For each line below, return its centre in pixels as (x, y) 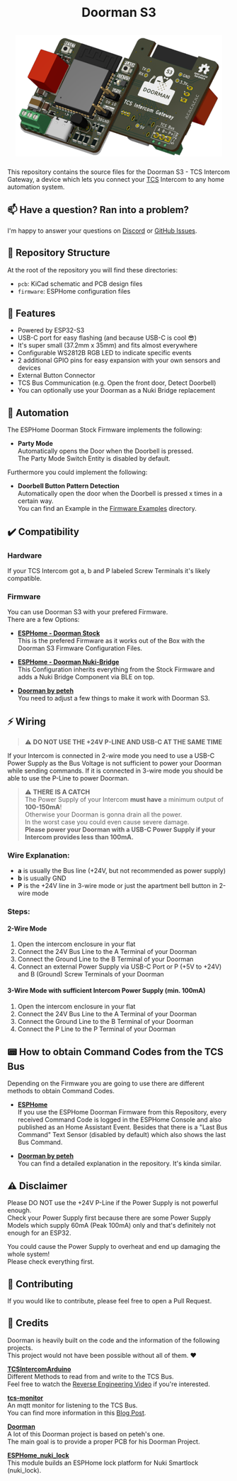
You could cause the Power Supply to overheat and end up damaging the (114, 1247)
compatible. (25, 578)
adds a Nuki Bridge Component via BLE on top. (86, 677)
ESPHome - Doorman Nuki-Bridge (68, 662)
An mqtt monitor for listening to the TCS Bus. (73, 1405)
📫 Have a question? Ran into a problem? (98, 210)
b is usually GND (42, 878)
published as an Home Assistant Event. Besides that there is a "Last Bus (122, 1127)
